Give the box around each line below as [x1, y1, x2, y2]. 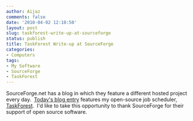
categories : [6, 47, 35, 53]
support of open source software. [6, 109, 88, 116]
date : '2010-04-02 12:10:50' [6, 19, 77, 25]
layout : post [6, 25, 38, 31]
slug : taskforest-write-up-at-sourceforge [6, 30, 111, 36]
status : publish [6, 36, 46, 42]
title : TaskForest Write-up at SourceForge [6, 42, 114, 47]
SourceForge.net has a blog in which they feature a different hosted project [6, 90, 187, 97]
